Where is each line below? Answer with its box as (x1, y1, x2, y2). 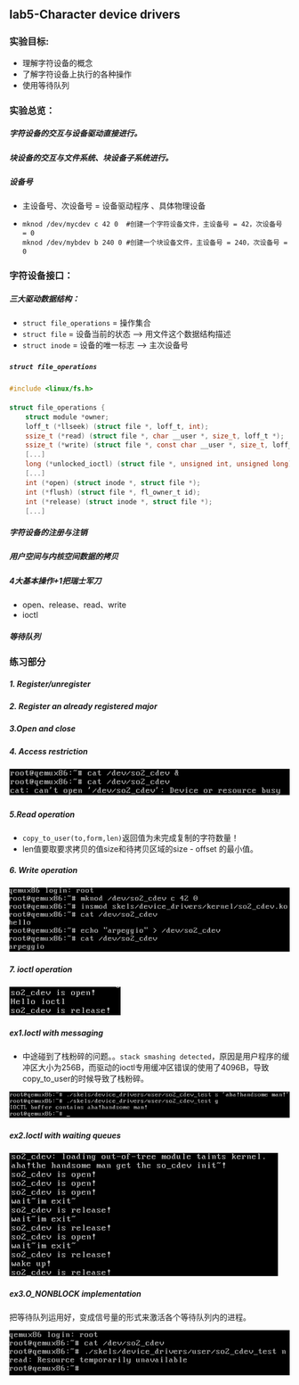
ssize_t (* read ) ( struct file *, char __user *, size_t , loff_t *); (25, 432, 285, 441)
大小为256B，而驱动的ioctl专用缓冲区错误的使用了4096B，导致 (37, 1062, 270, 1073)
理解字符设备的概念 (21, 57, 93, 68)
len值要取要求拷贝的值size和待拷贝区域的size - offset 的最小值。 (21, 844, 258, 854)
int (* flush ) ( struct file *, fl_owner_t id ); (25, 488, 201, 497)
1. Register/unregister (9, 678, 91, 689)
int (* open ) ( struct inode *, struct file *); (25, 478, 201, 487)
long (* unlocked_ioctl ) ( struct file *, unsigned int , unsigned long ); (25, 459, 296, 469)
